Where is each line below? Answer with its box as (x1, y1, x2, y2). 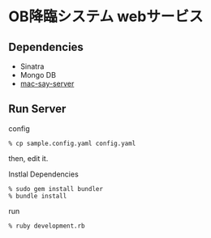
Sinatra (19, 62, 45, 71)
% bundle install (8, 192, 67, 200)
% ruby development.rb (8, 222, 85, 230)
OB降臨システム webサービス (8, 7, 204, 26)
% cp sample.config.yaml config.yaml (8, 139, 136, 147)
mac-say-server (19, 79, 75, 88)
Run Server (8, 102, 67, 116)
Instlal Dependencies (8, 169, 79, 179)
